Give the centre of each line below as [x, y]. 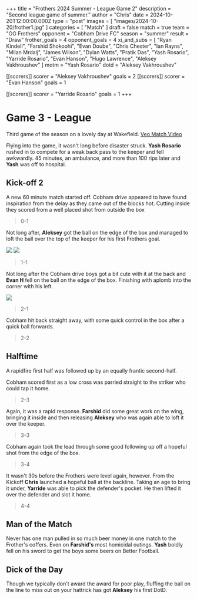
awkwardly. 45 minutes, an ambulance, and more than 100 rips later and [93, 158]
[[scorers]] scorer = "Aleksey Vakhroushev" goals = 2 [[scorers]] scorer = [96, 76]
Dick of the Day [35, 569]
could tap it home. [28, 388]
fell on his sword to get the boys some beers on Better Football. [83, 551]
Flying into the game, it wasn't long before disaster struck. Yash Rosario [94, 145]
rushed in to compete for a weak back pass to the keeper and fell [85, 152]
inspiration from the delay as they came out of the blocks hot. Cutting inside [98, 203]
